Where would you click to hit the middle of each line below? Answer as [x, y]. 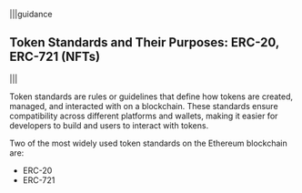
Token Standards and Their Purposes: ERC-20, [145, 42]
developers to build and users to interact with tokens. [109, 125]
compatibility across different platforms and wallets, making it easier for [144, 116]
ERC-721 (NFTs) [55, 57]
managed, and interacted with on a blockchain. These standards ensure [144, 106]
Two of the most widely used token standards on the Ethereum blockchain [149, 143]
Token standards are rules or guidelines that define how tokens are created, [151, 96]
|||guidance [31, 14]
